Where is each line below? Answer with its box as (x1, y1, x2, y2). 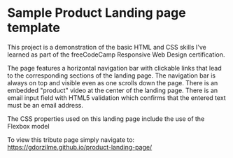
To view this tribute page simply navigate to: (7, 135, 135, 144)
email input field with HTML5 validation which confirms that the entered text (7, 93, 226, 102)
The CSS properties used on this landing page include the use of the (7, 114, 205, 123)
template (7, 20, 61, 36)
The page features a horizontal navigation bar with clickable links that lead (7, 64, 222, 72)
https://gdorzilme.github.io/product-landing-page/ (7, 143, 153, 151)
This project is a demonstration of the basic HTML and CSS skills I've (7, 43, 206, 51)
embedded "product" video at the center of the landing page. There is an (7, 86, 218, 94)
